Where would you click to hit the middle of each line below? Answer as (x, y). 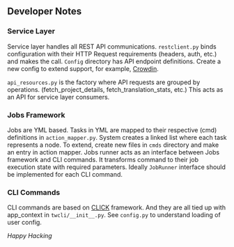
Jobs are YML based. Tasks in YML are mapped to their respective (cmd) (112, 130)
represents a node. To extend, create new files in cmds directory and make (113, 145)
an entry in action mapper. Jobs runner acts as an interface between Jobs (114, 152)
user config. (24, 223)
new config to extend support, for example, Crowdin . (83, 68)
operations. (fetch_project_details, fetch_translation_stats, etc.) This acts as (115, 89)
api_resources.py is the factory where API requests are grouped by (104, 82)
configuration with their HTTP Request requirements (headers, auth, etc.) (112, 54)
